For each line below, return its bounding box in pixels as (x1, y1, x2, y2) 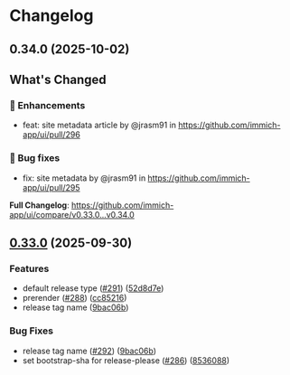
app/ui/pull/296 (22, 129, 81, 140)
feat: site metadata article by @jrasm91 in (22, 119, 177, 131)
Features (9, 262, 50, 275)
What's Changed (9, 71, 107, 87)
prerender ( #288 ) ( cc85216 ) (22, 293, 127, 304)
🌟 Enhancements (9, 98, 86, 111)
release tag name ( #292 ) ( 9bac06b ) (22, 345, 156, 356)
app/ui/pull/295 (22, 182, 80, 192)
